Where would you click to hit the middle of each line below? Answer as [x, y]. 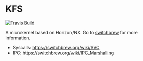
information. [18, 38]
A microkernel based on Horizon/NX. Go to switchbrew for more [72, 32]
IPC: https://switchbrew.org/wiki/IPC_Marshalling [63, 53]
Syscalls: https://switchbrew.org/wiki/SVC [56, 47]
